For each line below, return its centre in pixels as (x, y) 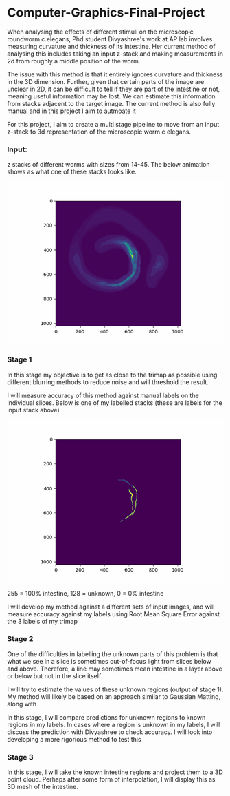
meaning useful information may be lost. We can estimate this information (111, 96)
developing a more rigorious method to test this (74, 739)
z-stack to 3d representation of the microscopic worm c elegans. (99, 132)
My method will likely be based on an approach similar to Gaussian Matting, (114, 696)
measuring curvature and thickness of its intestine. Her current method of (111, 46)
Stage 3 (20, 757)
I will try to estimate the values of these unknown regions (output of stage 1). (115, 689)
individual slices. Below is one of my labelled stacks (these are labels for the (115, 402)
